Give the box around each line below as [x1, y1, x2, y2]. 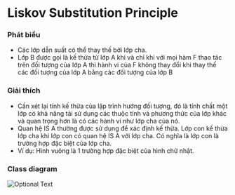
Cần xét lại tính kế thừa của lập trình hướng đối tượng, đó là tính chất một [17, 102, 228, 110]
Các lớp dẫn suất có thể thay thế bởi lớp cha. [17, 46, 147, 54]
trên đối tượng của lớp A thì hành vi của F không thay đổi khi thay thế [17, 61, 217, 69]
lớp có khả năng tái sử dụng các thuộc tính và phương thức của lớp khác [17, 109, 227, 117]
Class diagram [7, 163, 58, 173]
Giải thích [7, 86, 41, 95]
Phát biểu [7, 30, 41, 40]
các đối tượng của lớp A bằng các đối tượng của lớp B [17, 68, 173, 76]
